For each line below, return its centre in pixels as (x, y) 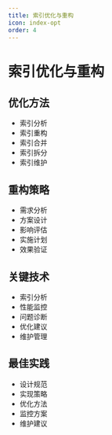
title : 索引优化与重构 (41, 15)
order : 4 (22, 30)
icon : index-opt (34, 23)
